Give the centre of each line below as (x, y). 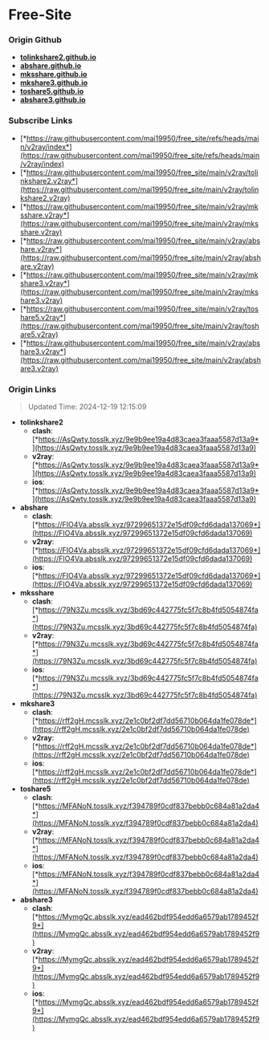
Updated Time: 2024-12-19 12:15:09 (87, 407)
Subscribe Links (41, 120)
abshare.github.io (51, 66)
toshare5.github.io (52, 91)
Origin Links (33, 389)
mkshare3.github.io (54, 83)
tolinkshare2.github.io (58, 57)
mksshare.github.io (53, 75)
